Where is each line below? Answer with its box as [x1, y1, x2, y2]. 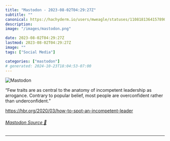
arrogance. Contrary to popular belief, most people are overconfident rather [5, 92, 163, 99]
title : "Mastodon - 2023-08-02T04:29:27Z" [5, 7, 96, 13]
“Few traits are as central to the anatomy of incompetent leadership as [5, 87, 152, 93]
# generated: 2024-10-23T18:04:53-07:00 [5, 63, 92, 68]
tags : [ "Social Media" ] [5, 49, 56, 55]
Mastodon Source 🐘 [5, 119, 47, 125]
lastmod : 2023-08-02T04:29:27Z [5, 40, 71, 46]
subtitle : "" [5, 12, 33, 17]
